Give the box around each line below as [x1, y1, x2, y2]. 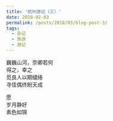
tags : [6, 25, 20, 31]
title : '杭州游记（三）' [6, 8, 61, 15]
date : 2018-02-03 [6, 14, 49, 20]
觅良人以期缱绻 [6, 74, 43, 81]
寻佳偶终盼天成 [6, 81, 43, 88]
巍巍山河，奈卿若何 [6, 59, 54, 66]
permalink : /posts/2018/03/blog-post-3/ [6, 20, 108, 26]
